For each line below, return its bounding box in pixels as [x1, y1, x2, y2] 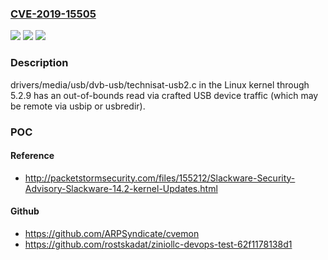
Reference [10, 150, 55, 162]
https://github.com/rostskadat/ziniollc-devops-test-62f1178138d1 [24, 238, 293, 250]
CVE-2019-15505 [10, 7, 97, 21]
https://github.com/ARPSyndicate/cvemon [24, 227, 200, 239]
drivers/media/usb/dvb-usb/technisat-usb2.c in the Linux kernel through [10, 78, 310, 91]
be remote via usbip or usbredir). [10, 100, 146, 112]
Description [10, 56, 69, 70]
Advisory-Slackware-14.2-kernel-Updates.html [24, 182, 218, 194]
